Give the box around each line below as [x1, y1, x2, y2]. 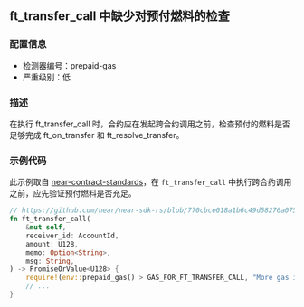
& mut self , [25, 223, 67, 232]
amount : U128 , [25, 239, 79, 248]
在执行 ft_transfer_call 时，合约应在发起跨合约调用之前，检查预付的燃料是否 [9, 118, 291, 129]
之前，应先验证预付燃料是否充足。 [9, 188, 137, 199]
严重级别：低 [22, 71, 71, 82]
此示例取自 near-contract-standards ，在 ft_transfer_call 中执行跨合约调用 [9, 177, 292, 188]
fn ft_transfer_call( [9, 215, 91, 224]
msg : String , [25, 256, 75, 265]
